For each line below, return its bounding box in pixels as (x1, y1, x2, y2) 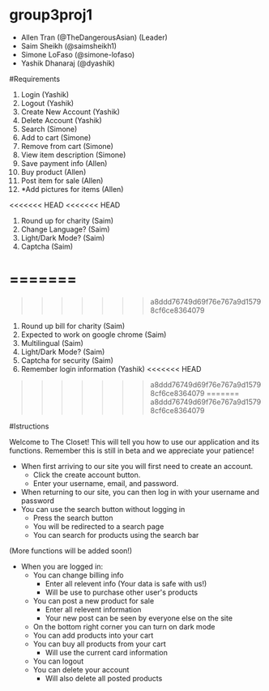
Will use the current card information (45, 647, 169, 657)
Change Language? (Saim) (20, 224, 110, 234)
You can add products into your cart (32, 630, 154, 640)
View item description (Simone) (20, 150, 126, 160)
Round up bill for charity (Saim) (20, 321, 126, 331)
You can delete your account (32, 664, 130, 674)
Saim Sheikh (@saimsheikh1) (20, 41, 117, 50)
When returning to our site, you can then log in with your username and (20, 487, 260, 497)
